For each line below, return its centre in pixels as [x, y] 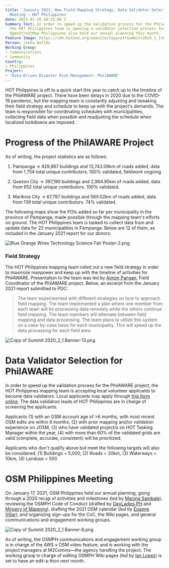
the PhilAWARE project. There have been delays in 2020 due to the [74, 95]
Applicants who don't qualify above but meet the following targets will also [82, 448]
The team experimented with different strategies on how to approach [89, 298]
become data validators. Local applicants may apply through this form [78, 396]
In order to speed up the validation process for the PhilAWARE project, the [82, 385]
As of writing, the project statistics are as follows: [56, 157]
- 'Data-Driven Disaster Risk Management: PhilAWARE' [63, 76]
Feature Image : [21, 38]
